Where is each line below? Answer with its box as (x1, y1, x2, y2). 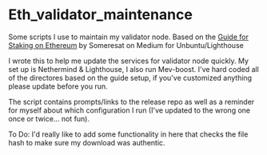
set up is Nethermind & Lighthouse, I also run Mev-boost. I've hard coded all (8, 64, 260, 74)
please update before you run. (8, 81, 108, 91)
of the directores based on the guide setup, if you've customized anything (8, 73, 253, 82)
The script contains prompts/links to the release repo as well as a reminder (8, 97, 255, 106)
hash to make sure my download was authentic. (8, 137, 165, 147)
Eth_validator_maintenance (8, 6, 193, 24)
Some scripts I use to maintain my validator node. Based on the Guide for (8, 32, 249, 42)
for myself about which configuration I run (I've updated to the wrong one (8, 105, 250, 115)
